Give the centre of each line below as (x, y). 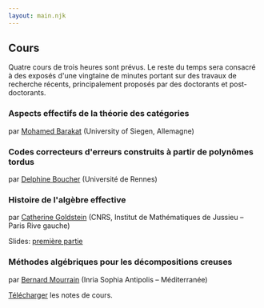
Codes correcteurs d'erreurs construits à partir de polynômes (131, 151)
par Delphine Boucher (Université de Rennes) (83, 179)
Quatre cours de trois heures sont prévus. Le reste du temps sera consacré (132, 67)
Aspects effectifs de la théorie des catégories (99, 114)
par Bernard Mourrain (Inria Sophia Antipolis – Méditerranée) (108, 279)
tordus (21, 162)
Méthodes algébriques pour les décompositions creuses (120, 262)
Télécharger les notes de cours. (61, 295)
